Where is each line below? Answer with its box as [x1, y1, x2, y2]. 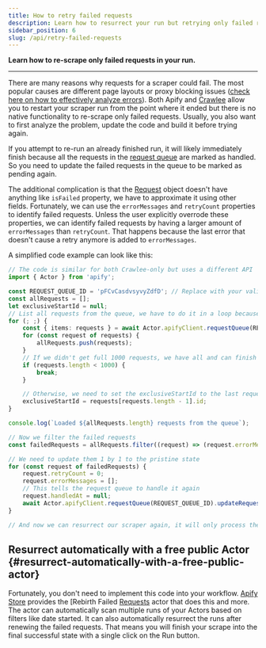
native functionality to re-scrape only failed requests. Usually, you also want [8, 112, 256, 121]
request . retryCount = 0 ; [22, 470, 104, 478]
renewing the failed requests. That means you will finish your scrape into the [8, 623, 258, 632]
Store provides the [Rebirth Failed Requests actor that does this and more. [8, 597, 250, 607]
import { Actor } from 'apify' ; [8, 273, 115, 281]
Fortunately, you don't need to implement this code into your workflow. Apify [8, 589, 259, 598]
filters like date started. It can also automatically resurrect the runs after [8, 614, 242, 623]
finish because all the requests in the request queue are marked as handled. [8, 152, 256, 162]
